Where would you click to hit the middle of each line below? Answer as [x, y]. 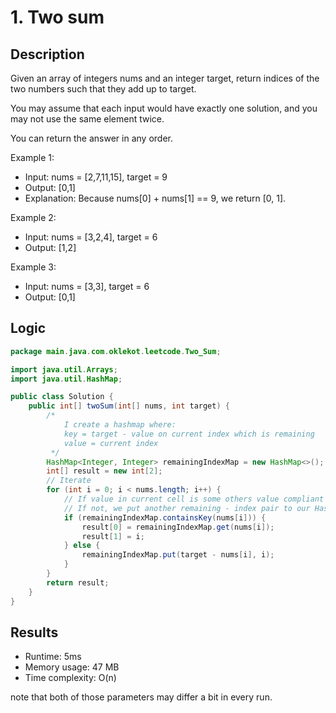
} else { [82, 546]
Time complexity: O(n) [70, 678]
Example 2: [33, 217]
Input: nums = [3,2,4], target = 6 [91, 237]
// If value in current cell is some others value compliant [194, 499]
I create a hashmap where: [120, 425]
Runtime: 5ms [53, 657]
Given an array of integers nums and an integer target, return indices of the [165, 78]
